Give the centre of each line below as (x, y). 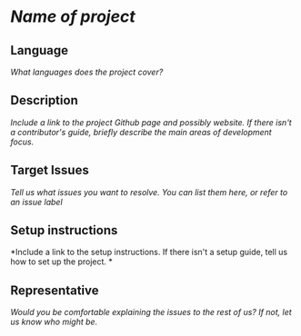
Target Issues (50, 170)
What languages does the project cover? (87, 72)
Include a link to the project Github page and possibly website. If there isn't (151, 122)
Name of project (73, 17)
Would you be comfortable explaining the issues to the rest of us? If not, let (151, 312)
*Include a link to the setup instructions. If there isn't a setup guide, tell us (149, 252)
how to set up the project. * (61, 262)
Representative (55, 290)
